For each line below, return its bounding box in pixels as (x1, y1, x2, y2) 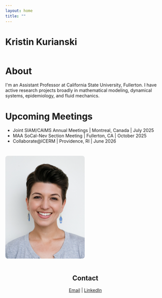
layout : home (5, 8, 33, 13)
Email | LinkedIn (69, 287, 102, 293)
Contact (72, 274, 99, 283)
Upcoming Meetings (5, 111, 93, 122)
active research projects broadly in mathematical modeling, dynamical (5, 87, 152, 93)
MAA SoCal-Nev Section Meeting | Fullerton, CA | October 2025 (12, 133, 147, 139)
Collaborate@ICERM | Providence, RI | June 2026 (12, 138, 116, 144)
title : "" (5, 13, 26, 19)
